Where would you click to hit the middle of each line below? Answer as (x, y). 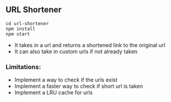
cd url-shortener (27, 23)
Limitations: (23, 67)
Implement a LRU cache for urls (53, 92)
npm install (20, 29)
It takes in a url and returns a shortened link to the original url (90, 45)
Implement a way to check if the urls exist (66, 80)
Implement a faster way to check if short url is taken (79, 86)
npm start (18, 34)
